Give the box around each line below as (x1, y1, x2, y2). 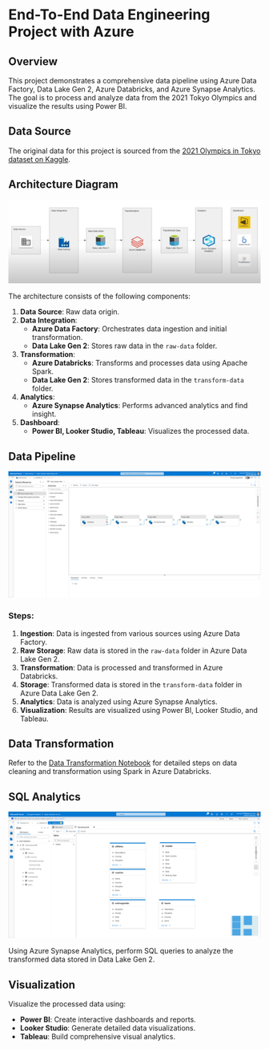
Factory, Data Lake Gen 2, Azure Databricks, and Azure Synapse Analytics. (8, 84, 256, 94)
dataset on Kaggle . (8, 154, 70, 164)
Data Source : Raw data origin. (19, 307, 120, 317)
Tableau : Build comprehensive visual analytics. (19, 1032, 176, 1041)
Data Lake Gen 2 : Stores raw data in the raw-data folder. (31, 341, 218, 350)
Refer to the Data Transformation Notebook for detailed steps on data (8, 758, 238, 768)
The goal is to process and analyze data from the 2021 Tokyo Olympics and (8, 93, 258, 102)
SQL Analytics (8, 790, 82, 804)
